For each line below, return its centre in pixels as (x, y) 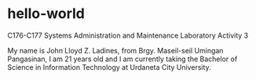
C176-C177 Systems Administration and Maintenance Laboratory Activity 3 (128, 35)
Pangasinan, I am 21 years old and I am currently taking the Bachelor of (123, 59)
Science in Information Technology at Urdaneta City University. (109, 67)
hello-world (46, 14)
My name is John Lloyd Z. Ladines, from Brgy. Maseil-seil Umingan (115, 50)
